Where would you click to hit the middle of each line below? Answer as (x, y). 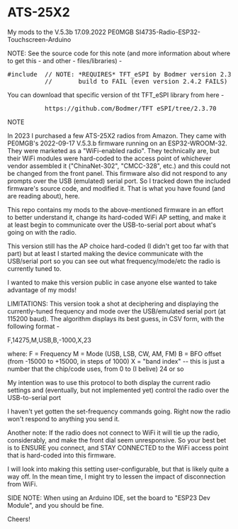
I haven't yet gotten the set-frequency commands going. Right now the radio (119, 411)
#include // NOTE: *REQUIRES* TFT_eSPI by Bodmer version (112, 74)
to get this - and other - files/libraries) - (65, 60)
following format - (34, 326)
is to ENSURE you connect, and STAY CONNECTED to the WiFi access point (118, 447)
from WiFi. (22, 484)
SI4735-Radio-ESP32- (168, 32)
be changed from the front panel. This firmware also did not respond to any (118, 173)
